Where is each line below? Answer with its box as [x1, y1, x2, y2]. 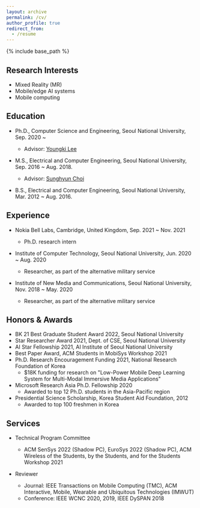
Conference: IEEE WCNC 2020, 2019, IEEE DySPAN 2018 [23, 495, 165, 502]
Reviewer [14, 470, 38, 478]
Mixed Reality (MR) [14, 81, 62, 88]
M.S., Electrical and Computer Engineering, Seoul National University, [14, 157, 187, 164]
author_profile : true [6, 20, 61, 26]
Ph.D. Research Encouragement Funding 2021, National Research [14, 356, 177, 364]
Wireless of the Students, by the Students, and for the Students [23, 452, 181, 460]
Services [6, 418, 41, 429]
